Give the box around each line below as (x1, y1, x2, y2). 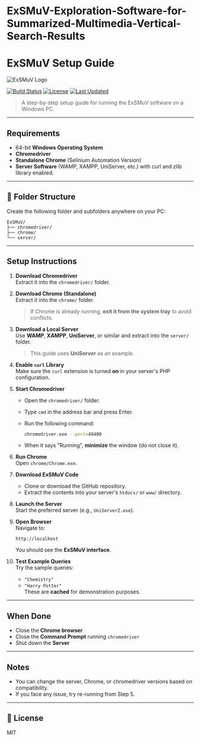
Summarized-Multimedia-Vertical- (7, 17, 182, 30)
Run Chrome (15, 453, 47, 460)
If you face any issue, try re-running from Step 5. (15, 691, 135, 698)
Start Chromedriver (15, 385, 65, 392)
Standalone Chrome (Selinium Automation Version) (15, 156, 142, 164)
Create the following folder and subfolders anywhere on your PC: (7, 208, 166, 215)
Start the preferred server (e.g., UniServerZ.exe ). (15, 507, 135, 514)
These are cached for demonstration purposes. (24, 589, 141, 596)
